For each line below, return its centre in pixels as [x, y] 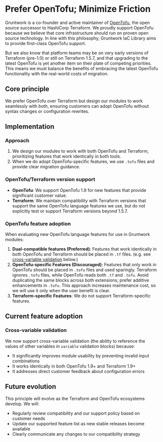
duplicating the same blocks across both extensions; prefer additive [81, 280]
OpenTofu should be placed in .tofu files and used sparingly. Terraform [84, 270]
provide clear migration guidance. [46, 167]
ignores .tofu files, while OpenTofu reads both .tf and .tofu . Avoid [80, 275]
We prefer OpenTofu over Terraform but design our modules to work [74, 101]
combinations [26, 361]
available [21, 429]
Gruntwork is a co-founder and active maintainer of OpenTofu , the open [78, 23]
